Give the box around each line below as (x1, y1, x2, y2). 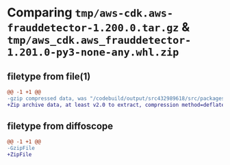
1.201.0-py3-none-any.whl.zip (7, 46, 179, 59)
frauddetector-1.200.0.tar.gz (7, 22, 179, 35)
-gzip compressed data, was (7, 94, 88, 102)
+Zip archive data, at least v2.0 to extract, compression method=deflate (7, 101, 225, 108)
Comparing (7, 5, 73, 21)
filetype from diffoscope (7, 120, 114, 132)
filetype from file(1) (7, 71, 91, 82)
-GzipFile (7, 145, 36, 152)
